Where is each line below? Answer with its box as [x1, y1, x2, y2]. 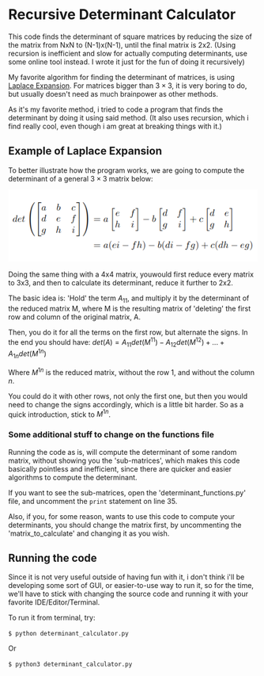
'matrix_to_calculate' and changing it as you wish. [8, 529, 170, 538]
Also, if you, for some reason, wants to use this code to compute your [8, 511, 236, 521]
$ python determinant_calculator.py [8, 630, 129, 638]
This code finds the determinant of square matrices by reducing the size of [8, 32, 253, 41]
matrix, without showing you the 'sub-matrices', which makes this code [8, 456, 240, 465]
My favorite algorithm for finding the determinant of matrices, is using [8, 72, 236, 82]
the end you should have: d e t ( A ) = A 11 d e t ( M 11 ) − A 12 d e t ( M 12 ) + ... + [8, 336, 225, 349]
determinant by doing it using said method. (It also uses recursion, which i [8, 113, 249, 122]
